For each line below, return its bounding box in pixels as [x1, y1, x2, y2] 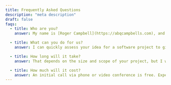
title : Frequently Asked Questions [5, 7, 81, 13]
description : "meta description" [5, 12, 76, 17]
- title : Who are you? [10, 26, 58, 31]
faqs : [5, 21, 17, 27]
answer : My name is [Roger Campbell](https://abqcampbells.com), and [14, 31, 165, 36]
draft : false [5, 17, 33, 22]
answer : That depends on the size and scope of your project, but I [14, 59, 163, 64]
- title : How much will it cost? [10, 68, 81, 73]
